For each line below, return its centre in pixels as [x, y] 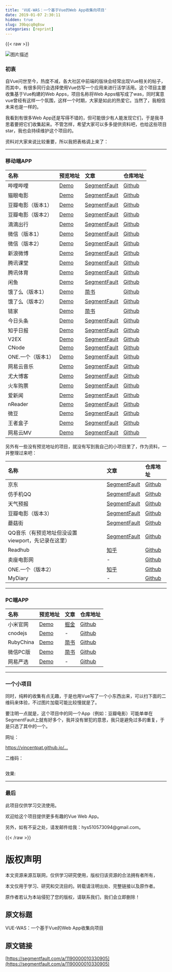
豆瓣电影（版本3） [30, 514]
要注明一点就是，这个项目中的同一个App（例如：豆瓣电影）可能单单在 [79, 714]
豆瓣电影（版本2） [30, 215]
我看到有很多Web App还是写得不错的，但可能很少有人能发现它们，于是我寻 [84, 118]
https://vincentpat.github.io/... [37, 748]
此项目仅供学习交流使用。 [32, 805]
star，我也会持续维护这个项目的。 [41, 131]
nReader [18, 404]
